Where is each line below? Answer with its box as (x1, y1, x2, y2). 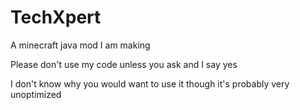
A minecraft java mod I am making (10, 39, 151, 51)
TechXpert (10, 6, 102, 29)
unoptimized (10, 88, 62, 100)
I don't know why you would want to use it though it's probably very (10, 77, 290, 90)
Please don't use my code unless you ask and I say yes (10, 58, 238, 70)
